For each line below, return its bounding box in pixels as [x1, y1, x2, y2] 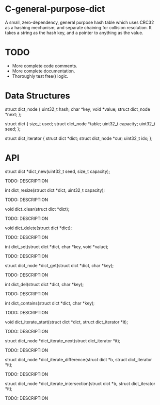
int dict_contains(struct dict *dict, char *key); [5, 300, 95, 306]
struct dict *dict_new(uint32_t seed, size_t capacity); [5, 169, 110, 174]
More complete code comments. [12, 63, 78, 68]
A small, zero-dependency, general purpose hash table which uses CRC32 [5, 19, 154, 25]
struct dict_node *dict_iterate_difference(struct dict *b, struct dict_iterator [5, 356, 152, 362]
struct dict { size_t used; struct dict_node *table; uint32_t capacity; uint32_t [5, 120, 156, 127]
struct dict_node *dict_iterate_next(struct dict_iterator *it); [5, 337, 121, 343]
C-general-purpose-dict [5, 3, 105, 15]
